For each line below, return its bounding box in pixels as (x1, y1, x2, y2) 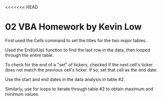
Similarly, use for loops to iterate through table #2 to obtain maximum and (5, 86, 153, 92)
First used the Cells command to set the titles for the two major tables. (5, 37, 147, 43)
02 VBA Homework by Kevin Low (5, 22, 142, 32)
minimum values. (5, 91, 39, 97)
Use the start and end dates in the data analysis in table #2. (5, 76, 125, 82)
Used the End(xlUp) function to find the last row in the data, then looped (5, 47, 151, 53)
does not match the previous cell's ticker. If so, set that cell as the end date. (5, 67, 158, 73)
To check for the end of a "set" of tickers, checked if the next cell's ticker (5, 61, 153, 68)
